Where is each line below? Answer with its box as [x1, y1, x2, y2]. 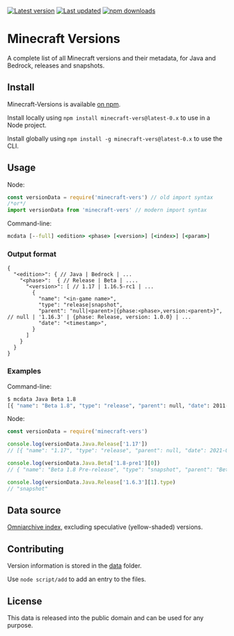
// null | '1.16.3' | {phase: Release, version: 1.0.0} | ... [7, 314, 192, 321]
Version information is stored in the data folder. [7, 562, 142, 570]
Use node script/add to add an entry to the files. [7, 575, 146, 584]
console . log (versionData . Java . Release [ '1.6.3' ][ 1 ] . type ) [7, 479, 176, 486]
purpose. [7, 621, 33, 629]
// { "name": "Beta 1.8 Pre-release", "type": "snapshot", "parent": [7, 466, 214, 473]
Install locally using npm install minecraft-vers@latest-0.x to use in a [7, 113, 210, 122]
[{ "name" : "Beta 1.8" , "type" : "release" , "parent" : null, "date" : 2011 [7, 402, 226, 409]
